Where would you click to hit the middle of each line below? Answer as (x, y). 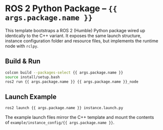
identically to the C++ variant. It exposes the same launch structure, (73, 36)
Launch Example (31, 97)
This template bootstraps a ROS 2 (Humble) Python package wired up (75, 30)
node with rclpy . (22, 46)
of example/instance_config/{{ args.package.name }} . (60, 123)
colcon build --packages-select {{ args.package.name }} (64, 73)
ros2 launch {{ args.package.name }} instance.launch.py (64, 108)
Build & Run (23, 61)
